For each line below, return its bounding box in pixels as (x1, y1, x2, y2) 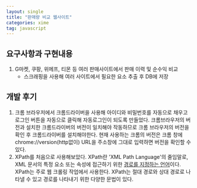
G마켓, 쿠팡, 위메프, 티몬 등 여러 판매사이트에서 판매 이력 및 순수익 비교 (14, 66, 179, 73)
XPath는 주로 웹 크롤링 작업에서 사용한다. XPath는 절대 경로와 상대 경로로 (14, 168, 185, 175)
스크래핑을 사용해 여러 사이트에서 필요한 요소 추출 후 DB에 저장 (23, 73, 169, 80)
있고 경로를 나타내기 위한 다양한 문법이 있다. (32, 176, 134, 183)
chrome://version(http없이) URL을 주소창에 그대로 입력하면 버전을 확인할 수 (14, 138, 192, 145)
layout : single (6, 8, 44, 15)
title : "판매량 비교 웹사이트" (6, 14, 72, 20)
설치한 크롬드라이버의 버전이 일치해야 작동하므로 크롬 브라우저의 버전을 (26, 123, 190, 130)
